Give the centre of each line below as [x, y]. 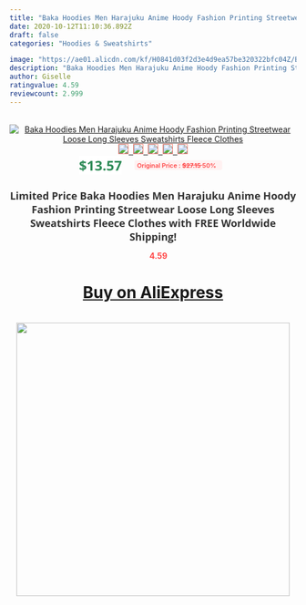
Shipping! [153, 236]
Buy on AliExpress [153, 293]
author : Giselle [40, 77]
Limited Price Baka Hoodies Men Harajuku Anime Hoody [153, 195]
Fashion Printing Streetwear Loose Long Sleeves [153, 209]
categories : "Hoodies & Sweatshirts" [81, 43]
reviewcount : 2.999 [46, 93]
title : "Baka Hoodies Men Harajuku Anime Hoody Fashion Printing [136, 18]
